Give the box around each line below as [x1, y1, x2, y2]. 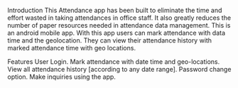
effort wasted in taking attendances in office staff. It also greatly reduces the [7, 13, 232, 22]
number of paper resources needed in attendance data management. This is [7, 21, 231, 29]
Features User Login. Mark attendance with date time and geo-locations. [7, 57, 220, 66]
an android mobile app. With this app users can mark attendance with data [7, 28, 226, 37]
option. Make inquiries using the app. [7, 72, 116, 81]
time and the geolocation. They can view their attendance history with [7, 36, 212, 45]
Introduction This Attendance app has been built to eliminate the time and [7, 6, 222, 14]
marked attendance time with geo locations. [7, 44, 136, 52]
